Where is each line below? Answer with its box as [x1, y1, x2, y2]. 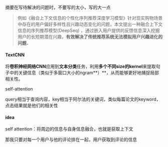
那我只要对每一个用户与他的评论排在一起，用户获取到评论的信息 [5, 136, 137, 142]
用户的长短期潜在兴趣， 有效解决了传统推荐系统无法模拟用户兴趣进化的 [17, 34, 163, 39]
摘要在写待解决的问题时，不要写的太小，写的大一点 [5, 4, 111, 10]
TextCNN [5, 51, 25, 57]
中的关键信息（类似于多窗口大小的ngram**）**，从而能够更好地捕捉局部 [9, 69, 159, 76]
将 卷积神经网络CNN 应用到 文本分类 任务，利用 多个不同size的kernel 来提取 [5, 63, 156, 69]
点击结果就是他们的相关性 [5, 102, 58, 108]
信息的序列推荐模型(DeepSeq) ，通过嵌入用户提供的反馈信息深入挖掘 [17, 27, 160, 33]
